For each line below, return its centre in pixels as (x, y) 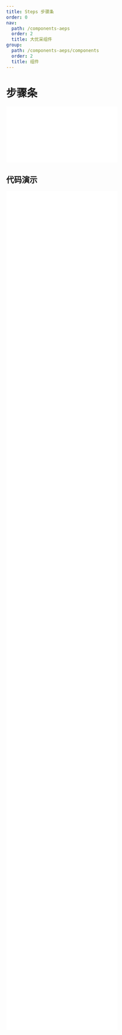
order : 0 (17, 17)
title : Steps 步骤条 (30, 12)
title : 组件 (25, 61)
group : (14, 45)
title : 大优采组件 (32, 39)
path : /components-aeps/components (55, 51)
